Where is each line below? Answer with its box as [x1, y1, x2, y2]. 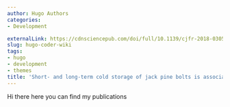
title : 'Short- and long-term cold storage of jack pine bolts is [7, 73, 201, 80]
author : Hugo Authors [7, 10, 69, 17]
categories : [7, 16, 41, 23]
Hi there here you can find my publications [7, 92, 127, 100]
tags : [7, 48, 23, 55]
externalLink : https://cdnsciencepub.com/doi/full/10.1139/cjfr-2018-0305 [7, 35, 225, 42]
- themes [7, 67, 32, 74]
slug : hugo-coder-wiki [7, 42, 72, 49]
